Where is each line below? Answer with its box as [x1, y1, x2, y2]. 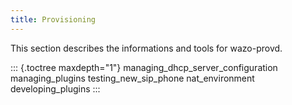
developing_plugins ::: [10, 82, 101, 95]
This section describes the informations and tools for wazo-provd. [10, 42, 283, 54]
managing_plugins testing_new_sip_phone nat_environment [10, 72, 255, 84]
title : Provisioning [10, 14, 97, 25]
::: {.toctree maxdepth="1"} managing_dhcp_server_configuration [10, 61, 278, 73]
